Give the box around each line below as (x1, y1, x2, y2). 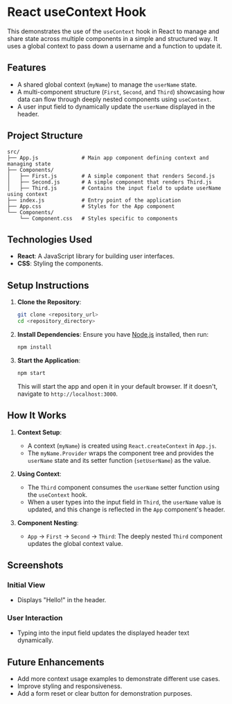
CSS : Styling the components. (17, 259, 103, 267)
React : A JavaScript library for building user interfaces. (17, 252, 175, 261)
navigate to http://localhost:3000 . (17, 389, 118, 398)
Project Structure (7, 130, 83, 142)
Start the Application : (17, 356, 81, 364)
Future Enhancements (7, 656, 105, 668)
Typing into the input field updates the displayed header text (17, 628, 190, 637)
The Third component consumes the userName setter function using (27, 483, 220, 491)
